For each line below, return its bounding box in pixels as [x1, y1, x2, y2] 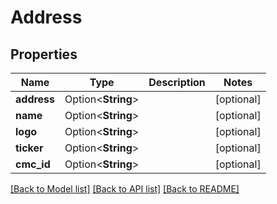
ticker [15, 141, 44, 155]
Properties [10, 46, 78, 63]
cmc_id [15, 157, 51, 171]
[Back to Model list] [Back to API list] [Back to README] [10, 183, 240, 195]
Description [148, 76, 206, 89]
